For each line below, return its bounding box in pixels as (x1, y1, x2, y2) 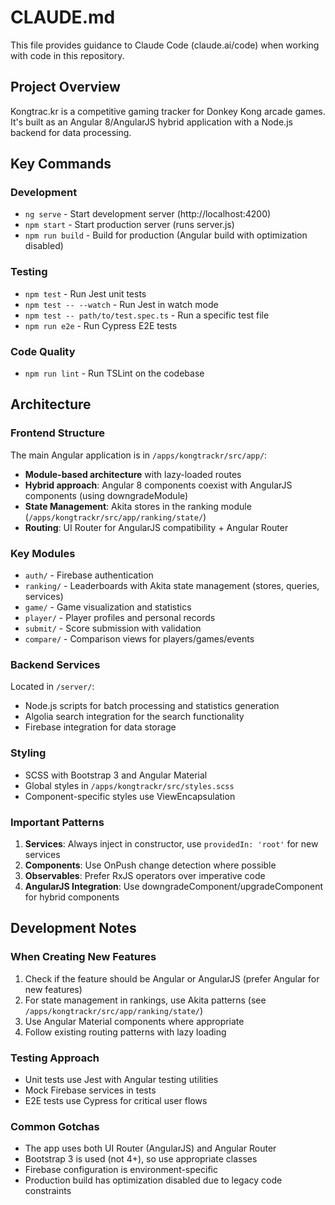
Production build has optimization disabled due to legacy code (24, 1174, 283, 1186)
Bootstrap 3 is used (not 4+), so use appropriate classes (24, 1153, 258, 1165)
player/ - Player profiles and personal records (24, 612, 216, 624)
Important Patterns (10, 815, 105, 829)
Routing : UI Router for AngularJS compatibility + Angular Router (24, 521, 289, 533)
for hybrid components (24, 891, 120, 903)
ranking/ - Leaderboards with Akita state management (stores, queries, (24, 580, 320, 592)
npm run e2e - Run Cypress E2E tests (24, 319, 178, 331)
